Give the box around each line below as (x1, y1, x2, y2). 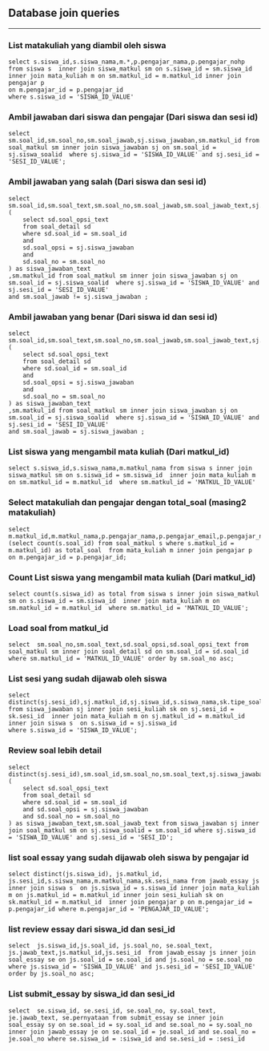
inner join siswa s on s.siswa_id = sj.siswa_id (8, 719, 178, 728)
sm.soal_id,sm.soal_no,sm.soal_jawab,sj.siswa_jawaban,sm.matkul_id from (8, 136, 260, 145)
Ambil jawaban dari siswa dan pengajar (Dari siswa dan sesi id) (8, 111, 259, 123)
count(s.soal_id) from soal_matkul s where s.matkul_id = (37, 539, 235, 548)
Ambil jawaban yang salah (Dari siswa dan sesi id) (8, 176, 207, 188)
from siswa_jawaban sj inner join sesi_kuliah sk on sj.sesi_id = (8, 705, 235, 713)
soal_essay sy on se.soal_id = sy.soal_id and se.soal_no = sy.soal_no (8, 1021, 252, 1029)
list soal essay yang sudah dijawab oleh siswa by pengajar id (8, 851, 250, 863)
